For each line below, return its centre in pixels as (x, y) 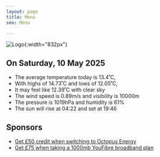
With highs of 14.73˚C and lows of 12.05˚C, (66, 84)
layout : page (22, 12)
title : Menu (21, 17)
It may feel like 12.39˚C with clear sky (60, 90)
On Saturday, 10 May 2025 (56, 63)
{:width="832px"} (46, 44)
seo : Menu (18, 22)
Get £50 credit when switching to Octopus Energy (76, 141)
